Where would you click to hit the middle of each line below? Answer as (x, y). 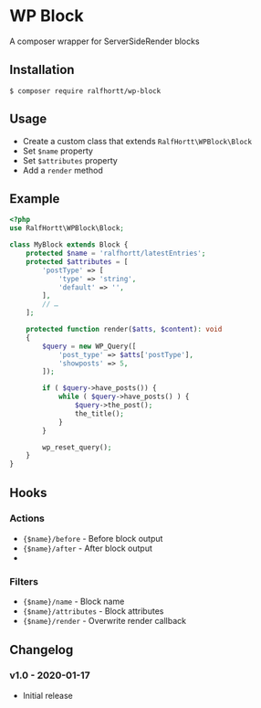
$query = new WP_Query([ (89, 346)
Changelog (42, 650)
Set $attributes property (70, 160)
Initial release (47, 695)
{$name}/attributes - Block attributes (93, 611)
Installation (42, 70)
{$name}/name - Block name (73, 602)
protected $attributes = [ (77, 261)
